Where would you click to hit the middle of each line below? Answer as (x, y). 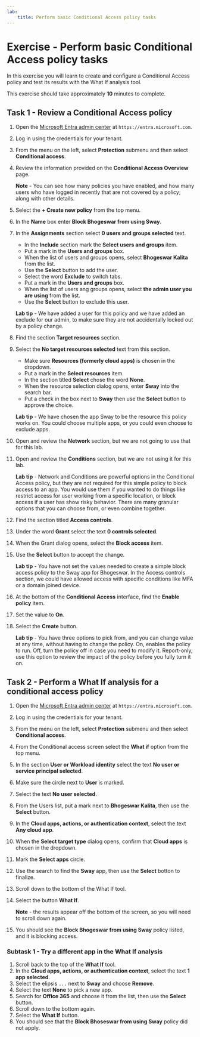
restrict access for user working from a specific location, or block (96, 496)
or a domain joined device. (48, 585)
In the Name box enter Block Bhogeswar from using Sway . (88, 222)
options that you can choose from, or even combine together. (90, 508)
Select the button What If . (47, 900)
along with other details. (45, 199)
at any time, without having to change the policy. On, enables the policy (103, 644)
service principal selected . (49, 771)
